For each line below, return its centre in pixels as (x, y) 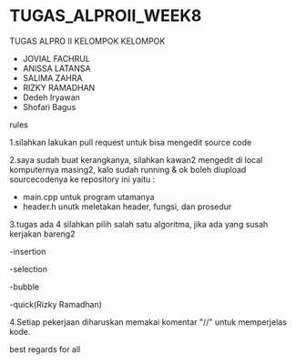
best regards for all (45, 349)
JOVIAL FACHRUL (56, 58)
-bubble (24, 287)
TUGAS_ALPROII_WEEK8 (106, 16)
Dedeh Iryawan (51, 97)
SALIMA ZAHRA (52, 77)
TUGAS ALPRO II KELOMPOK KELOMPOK (87, 41)
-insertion (28, 251)
